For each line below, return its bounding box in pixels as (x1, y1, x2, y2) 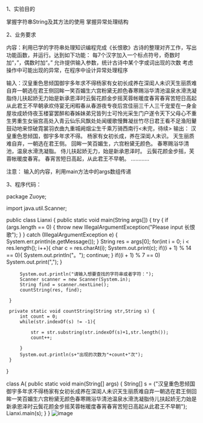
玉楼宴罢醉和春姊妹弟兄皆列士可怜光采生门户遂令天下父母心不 (37, 110, 192, 117)
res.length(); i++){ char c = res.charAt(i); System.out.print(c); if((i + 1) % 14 (6, 244, 192, 251)
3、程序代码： (6, 181, 42, 188)
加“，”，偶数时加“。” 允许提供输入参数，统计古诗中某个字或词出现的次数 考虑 (6, 59, 193, 66)
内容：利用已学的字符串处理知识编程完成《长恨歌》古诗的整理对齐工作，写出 (6, 44, 197, 51)
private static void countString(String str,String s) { (8, 308, 155, 314)
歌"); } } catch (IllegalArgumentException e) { (6, 231, 118, 238)
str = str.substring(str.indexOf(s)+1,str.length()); (30, 329, 169, 335)
